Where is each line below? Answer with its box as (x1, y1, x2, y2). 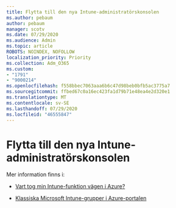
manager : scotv (6, 26, 45, 32)
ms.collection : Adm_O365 (6, 60, 69, 66)
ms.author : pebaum (6, 15, 53, 21)
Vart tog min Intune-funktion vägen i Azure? (15, 183, 125, 190)
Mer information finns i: (6, 171, 65, 178)
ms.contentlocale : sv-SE (6, 100, 69, 106)
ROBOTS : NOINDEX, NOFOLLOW (6, 49, 75, 55)
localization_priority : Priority (6, 54, 91, 61)
